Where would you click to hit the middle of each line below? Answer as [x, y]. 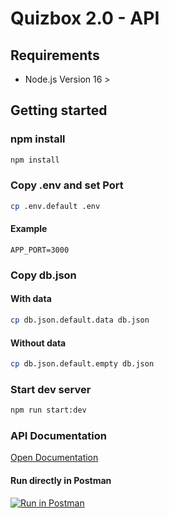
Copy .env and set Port [67, 185]
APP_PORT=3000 [40, 250]
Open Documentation [54, 458]
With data [31, 299]
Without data [38, 343]
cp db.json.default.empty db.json [82, 364]
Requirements [55, 55]
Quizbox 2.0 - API [85, 18]
